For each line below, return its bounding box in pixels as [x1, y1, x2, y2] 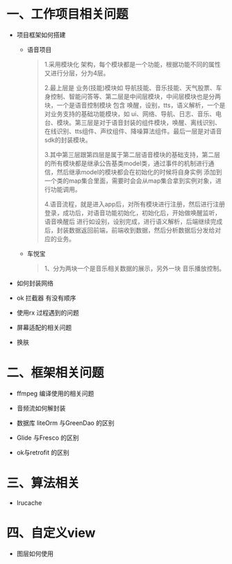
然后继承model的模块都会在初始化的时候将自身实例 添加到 [56, 167, 223, 176]
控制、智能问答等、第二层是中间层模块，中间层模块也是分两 [50, 92, 222, 101]
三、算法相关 [6, 475, 81, 491]
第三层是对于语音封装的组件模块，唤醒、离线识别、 [74, 118, 222, 126]
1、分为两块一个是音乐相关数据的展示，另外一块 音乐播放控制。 [44, 264, 226, 272]
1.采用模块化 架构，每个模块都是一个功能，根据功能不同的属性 [44, 60, 222, 68]
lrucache [16, 498, 42, 507]
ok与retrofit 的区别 [16, 448, 70, 456]
